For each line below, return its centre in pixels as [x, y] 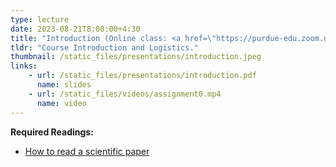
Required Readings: [52, 132]
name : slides [64, 85]
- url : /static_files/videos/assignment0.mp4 [125, 94]
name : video [61, 103]
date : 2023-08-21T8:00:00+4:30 [75, 29]
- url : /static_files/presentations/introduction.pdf [142, 76]
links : [24, 66]
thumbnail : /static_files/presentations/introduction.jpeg [136, 57]
